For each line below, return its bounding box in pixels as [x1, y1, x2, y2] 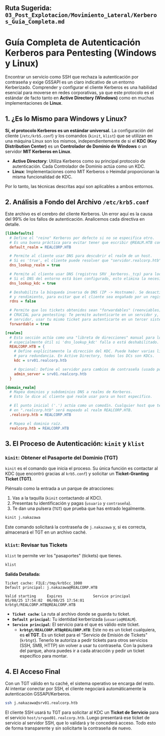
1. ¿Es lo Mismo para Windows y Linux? [5, 115, 127, 123]
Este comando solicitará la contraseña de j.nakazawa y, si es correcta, [5, 524, 147, 530]
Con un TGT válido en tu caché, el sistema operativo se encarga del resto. [5, 681, 155, 687]
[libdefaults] [5, 231, 34, 236]
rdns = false [9, 299, 36, 304]
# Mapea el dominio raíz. [9, 421, 63, 426]
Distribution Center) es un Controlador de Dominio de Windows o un [5, 143, 147, 150]
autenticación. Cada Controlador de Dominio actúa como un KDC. [12, 163, 146, 169]
